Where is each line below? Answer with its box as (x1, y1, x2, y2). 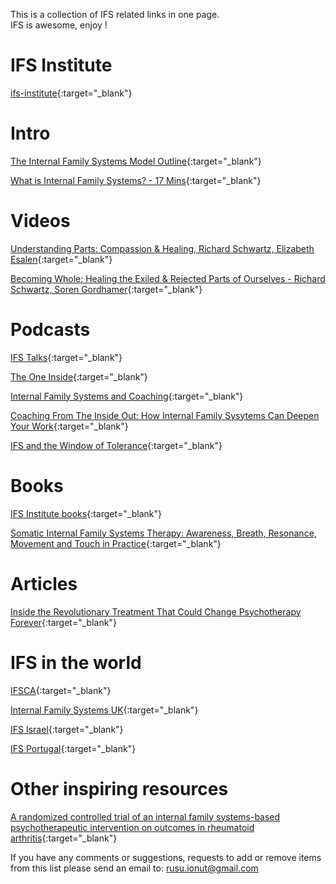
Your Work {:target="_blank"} (10, 420, 129, 432)
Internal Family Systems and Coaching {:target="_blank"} (10, 390, 244, 402)
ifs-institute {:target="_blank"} (10, 87, 133, 99)
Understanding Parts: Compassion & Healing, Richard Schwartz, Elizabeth (10, 242, 315, 254)
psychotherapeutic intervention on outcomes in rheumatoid (10, 821, 255, 833)
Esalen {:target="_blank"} (10, 253, 113, 265)
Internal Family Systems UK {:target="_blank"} (10, 704, 199, 716)
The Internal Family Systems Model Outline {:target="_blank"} (10, 155, 262, 167)
